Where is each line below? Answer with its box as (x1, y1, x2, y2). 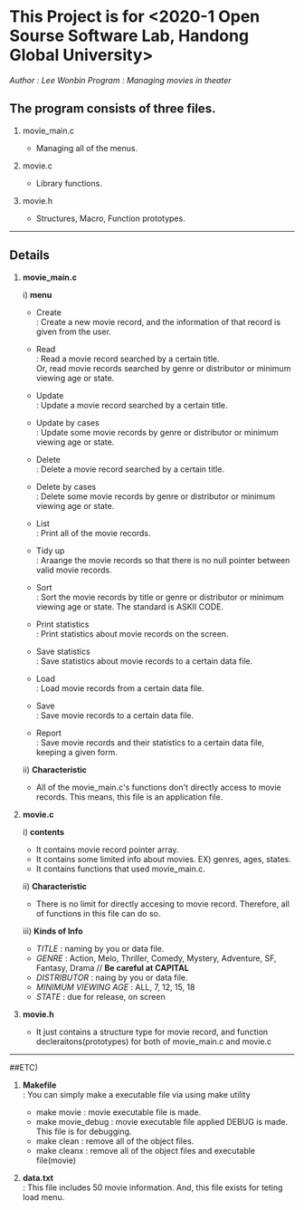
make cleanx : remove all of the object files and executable (35, 1145, 256, 1156)
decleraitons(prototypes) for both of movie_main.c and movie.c (35, 1035, 272, 1047)
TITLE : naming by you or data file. (35, 943, 165, 954)
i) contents (22, 826, 65, 837)
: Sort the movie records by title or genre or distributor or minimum (35, 591, 285, 602)
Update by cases (35, 417, 100, 427)
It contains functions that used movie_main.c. (35, 863, 206, 874)
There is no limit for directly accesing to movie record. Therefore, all (35, 898, 290, 909)
